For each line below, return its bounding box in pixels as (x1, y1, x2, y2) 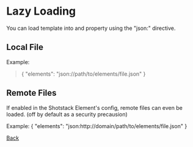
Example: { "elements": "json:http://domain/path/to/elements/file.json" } (6, 122, 188, 129)
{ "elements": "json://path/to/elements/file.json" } (21, 70, 146, 77)
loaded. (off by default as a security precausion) (6, 110, 128, 118)
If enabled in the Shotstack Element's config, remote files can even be (6, 104, 183, 111)
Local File (6, 42, 44, 52)
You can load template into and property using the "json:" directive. (6, 24, 176, 32)
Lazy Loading (6, 4, 76, 18)
